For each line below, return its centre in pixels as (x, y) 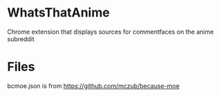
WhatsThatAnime (59, 13)
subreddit (21, 39)
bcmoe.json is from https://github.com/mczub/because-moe (93, 86)
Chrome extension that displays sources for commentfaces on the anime (110, 32)
